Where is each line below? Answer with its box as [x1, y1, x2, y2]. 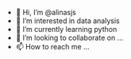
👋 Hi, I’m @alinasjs [15, 8, 77, 17]
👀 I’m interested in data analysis [15, 16, 121, 26]
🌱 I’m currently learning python [15, 25, 118, 33]
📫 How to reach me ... [15, 42, 90, 51]
